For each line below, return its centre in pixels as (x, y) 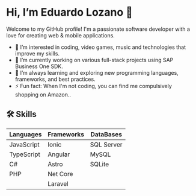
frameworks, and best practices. (55, 79)
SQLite (100, 164)
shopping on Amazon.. (43, 94)
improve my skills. (37, 53)
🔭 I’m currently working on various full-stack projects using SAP (94, 60)
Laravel (58, 183)
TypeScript (25, 154)
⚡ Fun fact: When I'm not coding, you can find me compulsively (93, 86)
